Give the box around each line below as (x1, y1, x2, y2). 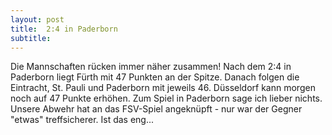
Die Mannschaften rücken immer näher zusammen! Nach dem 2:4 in (10, 61, 292, 73)
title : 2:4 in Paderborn (10, 24, 118, 34)
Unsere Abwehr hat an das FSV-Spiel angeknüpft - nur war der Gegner (10, 103, 303, 115)
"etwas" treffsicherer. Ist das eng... (10, 114, 155, 126)
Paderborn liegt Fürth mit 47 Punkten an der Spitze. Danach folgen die (10, 71, 300, 83)
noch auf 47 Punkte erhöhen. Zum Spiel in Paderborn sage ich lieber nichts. (10, 92, 323, 105)
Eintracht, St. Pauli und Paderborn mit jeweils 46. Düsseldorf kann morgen (10, 82, 316, 94)
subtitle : (10, 33, 52, 43)
